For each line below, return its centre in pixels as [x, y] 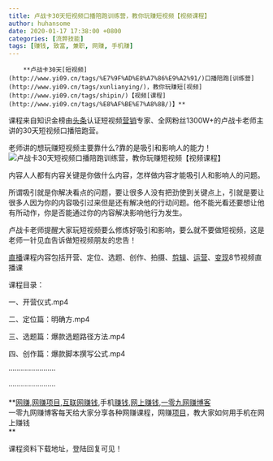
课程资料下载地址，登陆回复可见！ [65, 449]
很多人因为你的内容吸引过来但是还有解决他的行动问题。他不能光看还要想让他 [136, 203]
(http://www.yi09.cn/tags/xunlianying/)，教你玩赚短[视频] [106, 87]
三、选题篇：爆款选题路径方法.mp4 [67, 337]
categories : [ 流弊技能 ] [46, 39]
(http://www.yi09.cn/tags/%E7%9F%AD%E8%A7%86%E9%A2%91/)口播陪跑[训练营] [132, 79]
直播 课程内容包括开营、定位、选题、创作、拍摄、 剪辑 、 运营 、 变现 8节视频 [132, 257]
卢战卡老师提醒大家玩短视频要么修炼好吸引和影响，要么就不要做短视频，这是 [136, 230]
